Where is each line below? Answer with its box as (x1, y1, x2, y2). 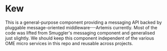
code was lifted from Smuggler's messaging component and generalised (5, 30, 155, 36)
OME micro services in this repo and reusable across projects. (5, 40, 133, 46)
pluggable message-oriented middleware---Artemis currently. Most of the (5, 24, 157, 30)
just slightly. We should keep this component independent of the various (5, 35, 154, 41)
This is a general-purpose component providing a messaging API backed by (5, 19, 162, 25)
